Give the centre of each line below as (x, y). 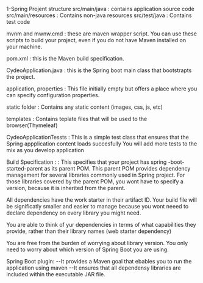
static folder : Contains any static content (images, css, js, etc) (85, 107)
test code (18, 22)
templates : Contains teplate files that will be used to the (77, 119)
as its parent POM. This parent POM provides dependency (117, 168)
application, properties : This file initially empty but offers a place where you (102, 89)
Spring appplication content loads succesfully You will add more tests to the (102, 144)
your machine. (24, 46)
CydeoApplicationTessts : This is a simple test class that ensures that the (98, 137)
